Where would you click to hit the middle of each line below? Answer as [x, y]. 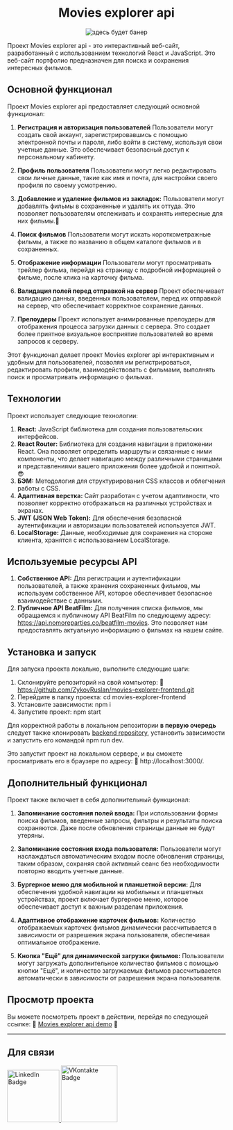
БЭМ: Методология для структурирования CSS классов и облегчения [121, 481]
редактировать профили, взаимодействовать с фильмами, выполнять [111, 369]
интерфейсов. [38, 436]
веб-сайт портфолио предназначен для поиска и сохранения [98, 60]
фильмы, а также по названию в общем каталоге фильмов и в [109, 241]
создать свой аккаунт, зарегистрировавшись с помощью [102, 134]
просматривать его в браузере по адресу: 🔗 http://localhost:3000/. [106, 761]
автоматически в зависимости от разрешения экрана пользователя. [119, 978]
